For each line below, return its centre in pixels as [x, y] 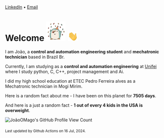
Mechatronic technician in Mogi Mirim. [44, 86]
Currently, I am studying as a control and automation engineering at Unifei [81, 66]
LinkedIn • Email [22, 7]
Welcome [25, 38]
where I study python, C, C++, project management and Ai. [65, 71]
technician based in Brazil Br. [35, 57]
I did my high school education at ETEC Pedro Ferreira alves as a [70, 81]
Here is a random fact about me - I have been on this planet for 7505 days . [81, 95]
